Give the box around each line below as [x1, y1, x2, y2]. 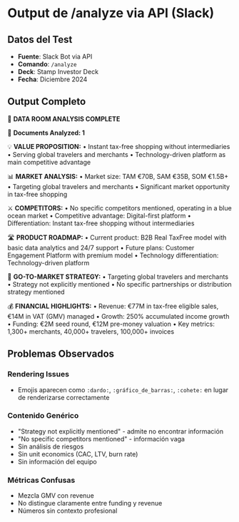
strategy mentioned [7, 287, 66, 296]
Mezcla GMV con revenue [17, 491, 94, 500]
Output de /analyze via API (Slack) [7, 5, 215, 21]
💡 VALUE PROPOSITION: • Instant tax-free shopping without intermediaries [7, 142, 230, 150]
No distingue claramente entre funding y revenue [17, 499, 163, 508]
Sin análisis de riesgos [17, 442, 84, 451]
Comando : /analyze [17, 60, 77, 68]
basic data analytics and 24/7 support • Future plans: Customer [7, 243, 195, 252]
